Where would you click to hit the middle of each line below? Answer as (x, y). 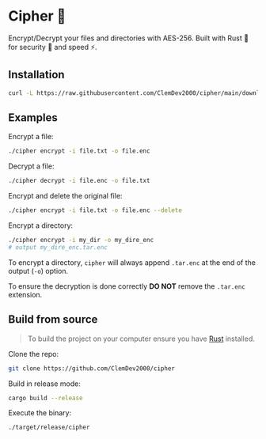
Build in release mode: (44, 384)
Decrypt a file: (31, 166)
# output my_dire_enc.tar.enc (58, 247)
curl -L (21, 93)
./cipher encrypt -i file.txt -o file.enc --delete (95, 210)
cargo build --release (46, 398)
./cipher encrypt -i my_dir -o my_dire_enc (81, 240)
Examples (33, 118)
